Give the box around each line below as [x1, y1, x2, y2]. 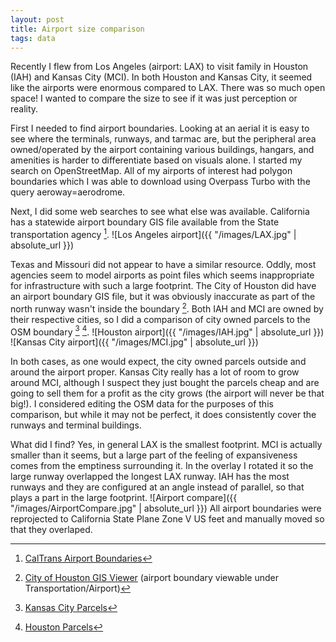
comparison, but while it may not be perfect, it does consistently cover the [10, 409, 317, 421]
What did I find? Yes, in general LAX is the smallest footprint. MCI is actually [10, 439, 323, 451]
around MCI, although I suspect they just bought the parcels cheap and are [10, 377, 320, 389]
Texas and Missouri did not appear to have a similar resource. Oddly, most [10, 259, 317, 271]
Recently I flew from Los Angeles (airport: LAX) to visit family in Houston [10, 61, 309, 73]
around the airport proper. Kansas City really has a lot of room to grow [10, 366, 300, 378]
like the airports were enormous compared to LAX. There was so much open [10, 82, 326, 94]
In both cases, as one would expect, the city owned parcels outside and [10, 356, 307, 368]
